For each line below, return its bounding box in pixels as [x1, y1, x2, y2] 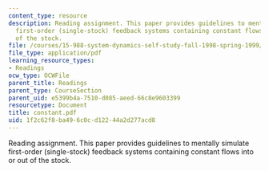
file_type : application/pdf [8, 49, 102, 57]
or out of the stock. [8, 155, 72, 165]
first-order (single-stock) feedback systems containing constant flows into [8, 146, 255, 157]
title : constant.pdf [8, 109, 78, 117]
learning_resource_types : [8, 57, 94, 65]
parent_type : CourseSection [8, 86, 102, 95]
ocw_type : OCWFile [8, 71, 70, 79]
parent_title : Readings [8, 79, 88, 87]
